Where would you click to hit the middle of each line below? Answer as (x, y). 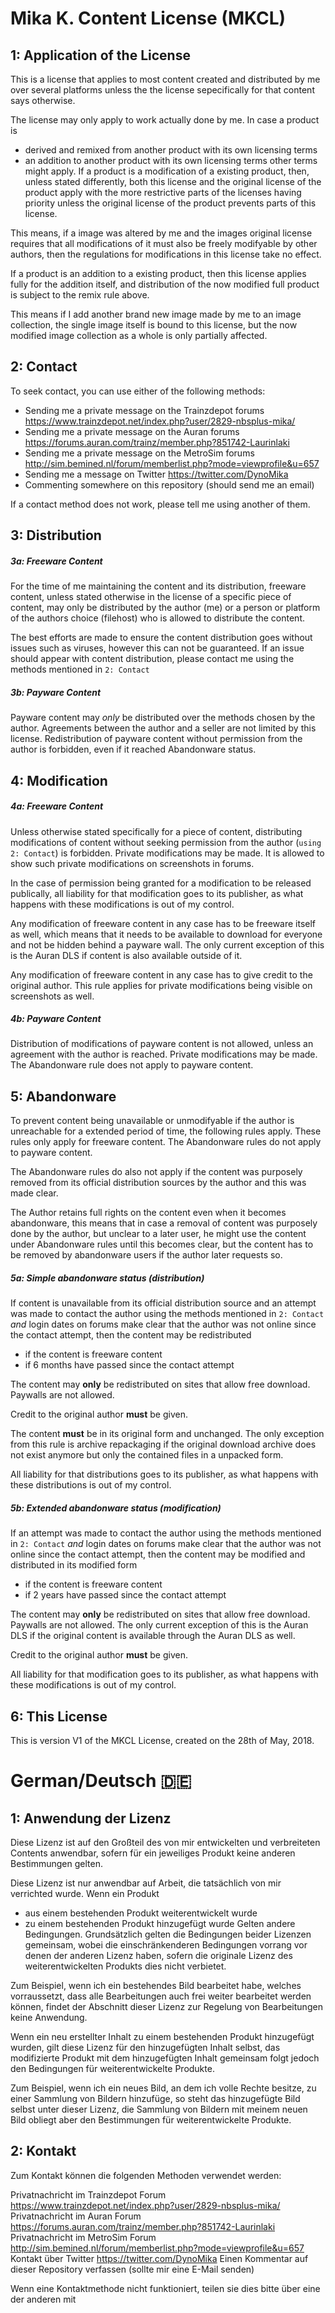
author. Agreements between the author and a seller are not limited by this (163, 728)
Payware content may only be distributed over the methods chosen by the (163, 718)
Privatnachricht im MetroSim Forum (83, 2237)
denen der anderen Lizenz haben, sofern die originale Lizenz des (158, 1956)
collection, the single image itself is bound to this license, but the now (154, 325)
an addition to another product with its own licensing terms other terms (171, 160)
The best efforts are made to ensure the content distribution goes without (161, 638)
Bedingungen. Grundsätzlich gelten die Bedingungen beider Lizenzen (168, 1934)
